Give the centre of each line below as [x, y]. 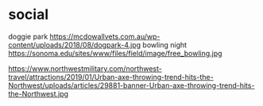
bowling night [165, 44]
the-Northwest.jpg [39, 93]
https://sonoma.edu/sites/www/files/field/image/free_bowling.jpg [115, 53]
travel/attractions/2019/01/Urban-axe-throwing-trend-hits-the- [111, 77]
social [29, 15]
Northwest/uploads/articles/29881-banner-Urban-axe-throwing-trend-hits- [131, 85]
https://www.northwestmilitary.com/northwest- [85, 68]
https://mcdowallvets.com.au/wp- [105, 36]
